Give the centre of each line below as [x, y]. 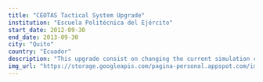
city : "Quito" [31, 45]
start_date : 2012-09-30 [47, 30]
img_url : [22, 66]
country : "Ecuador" [40, 52]
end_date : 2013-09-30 [43, 37]
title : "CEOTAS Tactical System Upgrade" [77, 15]
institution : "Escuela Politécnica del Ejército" [91, 23]
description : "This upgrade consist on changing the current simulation [129, 59]
